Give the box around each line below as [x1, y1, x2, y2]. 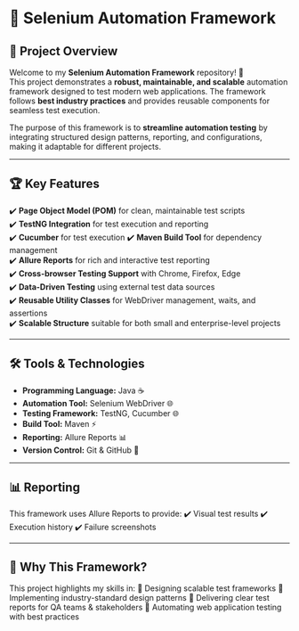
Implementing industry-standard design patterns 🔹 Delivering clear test [9, 593, 270, 603]
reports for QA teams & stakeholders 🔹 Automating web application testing [9, 602, 282, 613]
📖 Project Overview [9, 44, 118, 59]
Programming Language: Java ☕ [21, 385, 145, 396]
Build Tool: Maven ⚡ [21, 418, 97, 429]
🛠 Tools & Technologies [9, 356, 145, 372]
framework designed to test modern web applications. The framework [9, 86, 266, 96]
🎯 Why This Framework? [9, 559, 148, 574]
